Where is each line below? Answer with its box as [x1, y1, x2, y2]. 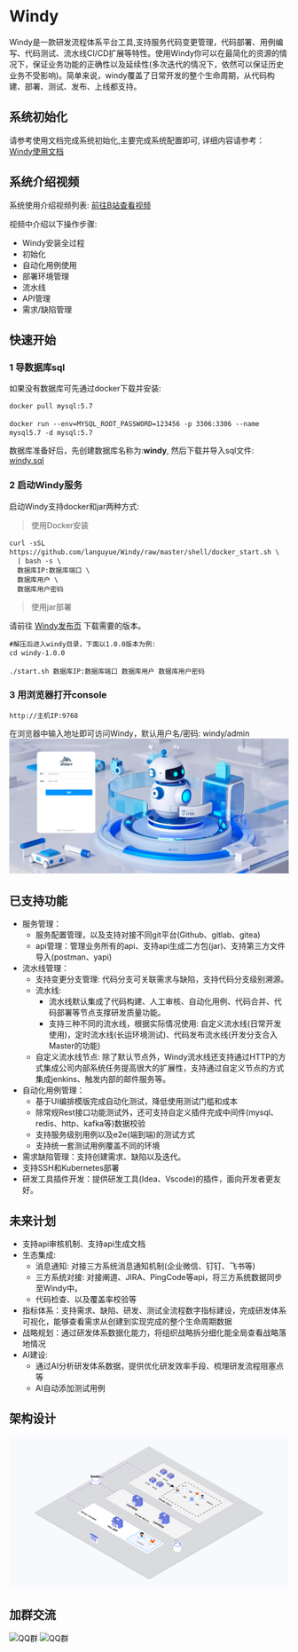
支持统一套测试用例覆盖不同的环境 [35, 1141, 161, 1151]
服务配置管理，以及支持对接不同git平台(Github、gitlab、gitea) [35, 929, 261, 940]
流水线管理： [21, 963, 69, 974]
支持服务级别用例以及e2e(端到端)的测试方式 [35, 1129, 195, 1140]
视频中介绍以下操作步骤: [9, 218, 98, 229]
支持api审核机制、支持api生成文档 [21, 1238, 146, 1249]
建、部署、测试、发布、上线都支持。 [9, 81, 142, 91]
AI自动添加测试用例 [35, 1383, 106, 1394]
